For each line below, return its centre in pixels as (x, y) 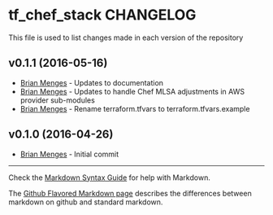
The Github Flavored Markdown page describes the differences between (130, 193)
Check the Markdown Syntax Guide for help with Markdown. (110, 178)
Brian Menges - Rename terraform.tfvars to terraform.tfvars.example (135, 108)
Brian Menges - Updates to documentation (92, 82)
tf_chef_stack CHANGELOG (102, 15)
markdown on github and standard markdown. (86, 202)
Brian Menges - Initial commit (69, 154)
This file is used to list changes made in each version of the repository (126, 37)
